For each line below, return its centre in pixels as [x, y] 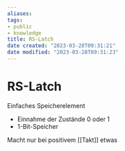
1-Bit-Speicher [38, 126]
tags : [15, 20]
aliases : [20, 14]
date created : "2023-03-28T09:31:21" [61, 46]
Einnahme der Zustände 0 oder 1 [64, 119]
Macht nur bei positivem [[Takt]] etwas [62, 140]
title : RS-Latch [30, 39]
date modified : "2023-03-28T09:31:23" [63, 53]
